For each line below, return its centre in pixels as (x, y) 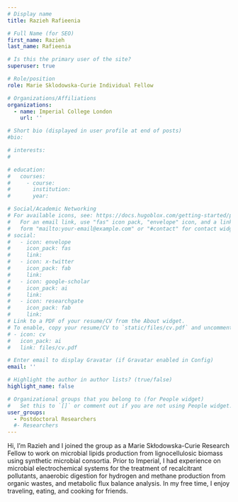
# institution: (39, 190)
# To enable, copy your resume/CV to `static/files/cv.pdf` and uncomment (120, 327)
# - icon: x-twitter (41, 262)
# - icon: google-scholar (49, 281)
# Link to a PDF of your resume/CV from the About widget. (96, 321)
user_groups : (27, 413)
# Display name (30, 14)
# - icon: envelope (39, 242)
